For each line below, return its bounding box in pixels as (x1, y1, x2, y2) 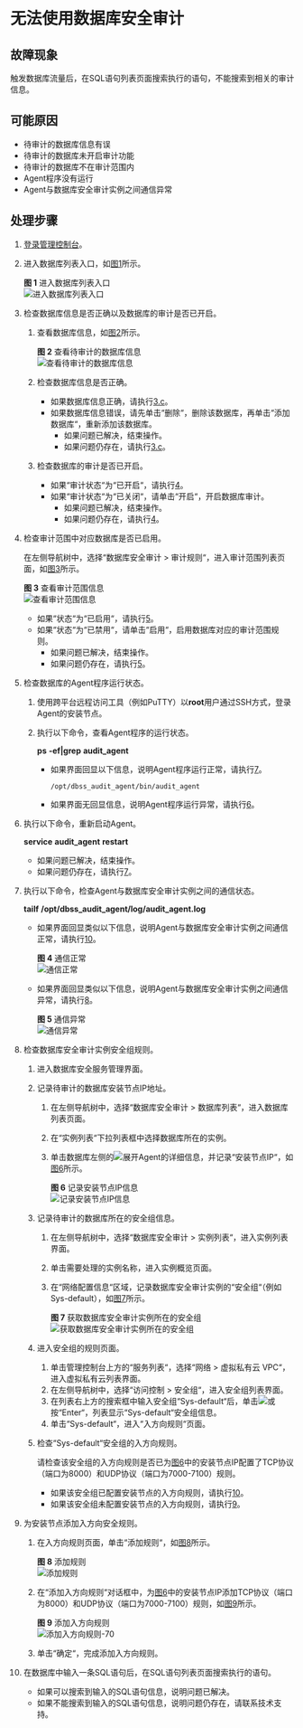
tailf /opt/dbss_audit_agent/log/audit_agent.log (23, 903, 207, 914)
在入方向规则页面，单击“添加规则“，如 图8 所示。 (36, 1536, 216, 1547)
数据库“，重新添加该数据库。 (50, 418, 157, 430)
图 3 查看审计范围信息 (23, 582, 105, 593)
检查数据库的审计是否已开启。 (36, 460, 148, 471)
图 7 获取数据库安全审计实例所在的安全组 (50, 1312, 202, 1323)
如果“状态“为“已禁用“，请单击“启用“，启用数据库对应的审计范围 (36, 624, 271, 635)
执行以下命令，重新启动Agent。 (23, 817, 142, 828)
